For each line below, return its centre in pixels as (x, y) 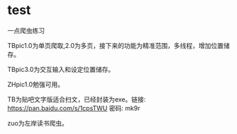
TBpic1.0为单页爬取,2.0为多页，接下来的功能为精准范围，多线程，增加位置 (115, 45)
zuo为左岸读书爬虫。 (38, 123)
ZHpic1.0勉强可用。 (35, 84)
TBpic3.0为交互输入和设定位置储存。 (61, 69)
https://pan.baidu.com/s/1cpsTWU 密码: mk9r (74, 108)
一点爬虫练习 (26, 30)
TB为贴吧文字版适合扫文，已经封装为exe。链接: (77, 99)
